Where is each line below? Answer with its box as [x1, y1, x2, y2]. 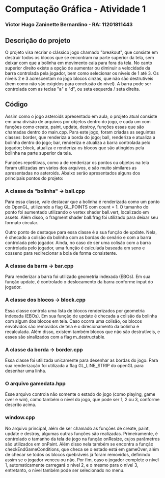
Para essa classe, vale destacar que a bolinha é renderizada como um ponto [5, 199, 160, 205]
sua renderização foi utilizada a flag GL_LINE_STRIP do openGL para [5, 362, 144, 368]
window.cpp [5, 414, 35, 421]
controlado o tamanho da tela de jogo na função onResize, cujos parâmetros [5, 436, 160, 442]
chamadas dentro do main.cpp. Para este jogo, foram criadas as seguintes [5, 129, 156, 135]
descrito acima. [5, 402, 37, 408]
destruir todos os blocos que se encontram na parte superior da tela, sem [5, 54, 154, 60]
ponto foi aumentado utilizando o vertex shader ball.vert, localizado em [5, 209, 149, 215]
